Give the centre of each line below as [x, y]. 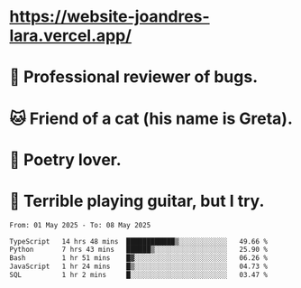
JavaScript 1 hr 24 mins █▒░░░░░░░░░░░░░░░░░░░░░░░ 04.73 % [139, 267]
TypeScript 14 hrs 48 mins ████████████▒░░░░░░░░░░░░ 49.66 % [139, 241]
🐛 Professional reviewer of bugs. [134, 77]
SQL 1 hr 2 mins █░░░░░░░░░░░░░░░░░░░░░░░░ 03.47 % [139, 275]
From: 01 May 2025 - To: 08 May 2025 [80, 225]
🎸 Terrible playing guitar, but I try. [137, 201]
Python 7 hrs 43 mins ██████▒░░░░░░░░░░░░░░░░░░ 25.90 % [139, 250]
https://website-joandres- [109, 17]
